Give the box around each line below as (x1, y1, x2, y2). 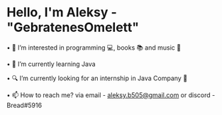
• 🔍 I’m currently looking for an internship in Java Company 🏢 (6, 74, 188, 82)
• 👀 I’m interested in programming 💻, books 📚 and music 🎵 (6, 43, 182, 52)
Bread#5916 (6, 101, 43, 109)
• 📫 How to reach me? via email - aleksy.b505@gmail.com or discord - (6, 90, 216, 99)
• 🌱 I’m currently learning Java (6, 60, 96, 68)
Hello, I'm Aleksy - (6, 4, 118, 21)
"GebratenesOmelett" (6, 19, 140, 35)
